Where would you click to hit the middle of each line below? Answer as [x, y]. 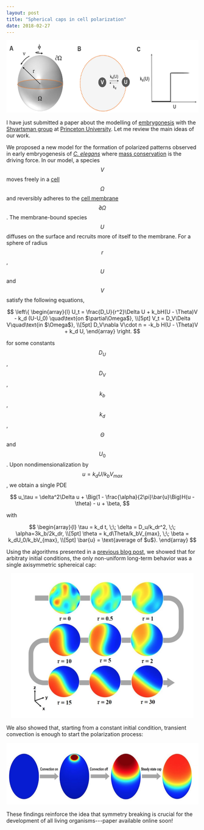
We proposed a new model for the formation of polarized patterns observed [101, 147]
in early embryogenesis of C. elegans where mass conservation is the [94, 154]
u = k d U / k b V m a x [102, 475]
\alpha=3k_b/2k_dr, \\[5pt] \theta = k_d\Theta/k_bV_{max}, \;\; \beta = [102, 534]
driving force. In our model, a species [53, 160]
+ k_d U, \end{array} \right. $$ [102, 332]
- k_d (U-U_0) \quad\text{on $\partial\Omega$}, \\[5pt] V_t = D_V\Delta [102, 318]
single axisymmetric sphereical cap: [51, 565]
